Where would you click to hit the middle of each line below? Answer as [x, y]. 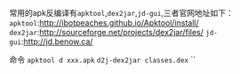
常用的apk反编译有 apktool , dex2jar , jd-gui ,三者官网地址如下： [121, 13]
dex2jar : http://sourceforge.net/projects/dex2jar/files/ [107, 32]
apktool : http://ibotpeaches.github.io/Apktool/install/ [104, 23]
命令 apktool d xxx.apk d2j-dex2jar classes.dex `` [103, 59]
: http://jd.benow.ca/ [57, 41]
